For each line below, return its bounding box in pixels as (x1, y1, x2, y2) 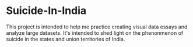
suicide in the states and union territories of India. (6, 35, 125, 42)
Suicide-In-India (6, 4, 87, 17)
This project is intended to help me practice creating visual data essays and (6, 23, 188, 30)
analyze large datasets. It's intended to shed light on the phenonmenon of (6, 29, 184, 36)
